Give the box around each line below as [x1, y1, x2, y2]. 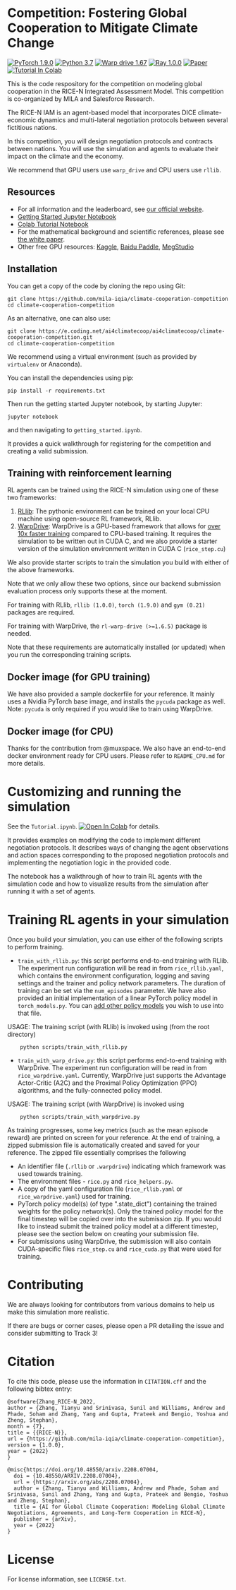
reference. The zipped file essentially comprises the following [7, 1148, 187, 1156]
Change [7, 35, 55, 51]
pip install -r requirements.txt [7, 387, 106, 394]
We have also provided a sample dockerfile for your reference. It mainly [7, 690, 215, 699]
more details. [7, 759, 46, 767]
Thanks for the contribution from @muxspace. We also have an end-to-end [7, 744, 226, 752]
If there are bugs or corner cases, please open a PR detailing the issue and [7, 1321, 224, 1329]
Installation [7, 263, 58, 275]
